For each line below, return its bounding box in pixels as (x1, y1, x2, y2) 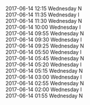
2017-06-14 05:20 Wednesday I (5, 61, 82, 68)
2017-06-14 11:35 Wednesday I (5, 11, 79, 18)
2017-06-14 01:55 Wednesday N (5, 92, 83, 99)
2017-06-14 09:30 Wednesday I (5, 36, 82, 43)
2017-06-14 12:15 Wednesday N (5, 5, 82, 12)
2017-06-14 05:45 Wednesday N (5, 55, 84, 62)
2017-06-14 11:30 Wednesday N (5, 18, 82, 24)
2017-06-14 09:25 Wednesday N (5, 42, 84, 49)
